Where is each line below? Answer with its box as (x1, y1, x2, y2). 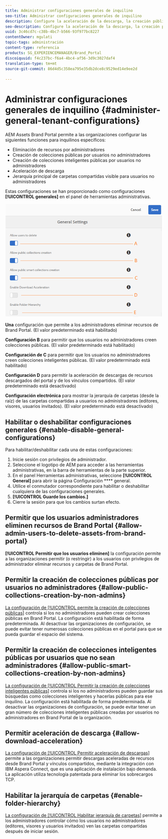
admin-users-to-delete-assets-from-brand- (5, 529, 146, 538)
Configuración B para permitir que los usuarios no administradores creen (5, 337, 156, 343)
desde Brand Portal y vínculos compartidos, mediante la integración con (5, 761, 154, 767)
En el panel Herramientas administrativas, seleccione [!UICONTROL (12, 473, 152, 479)
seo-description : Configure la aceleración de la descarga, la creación (5, 24, 160, 29)
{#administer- (101, 104, 161, 116)
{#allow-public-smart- (59, 662, 131, 670)
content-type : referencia (5, 45, 59, 50)
